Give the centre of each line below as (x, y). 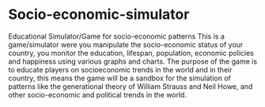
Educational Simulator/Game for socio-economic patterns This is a (117, 36)
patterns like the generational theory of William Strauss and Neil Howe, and (131, 86)
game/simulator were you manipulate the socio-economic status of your (126, 44)
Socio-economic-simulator (99, 15)
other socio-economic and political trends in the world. (98, 94)
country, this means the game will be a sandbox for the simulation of (120, 78)
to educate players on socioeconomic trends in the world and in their (120, 69)
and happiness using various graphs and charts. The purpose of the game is (133, 61)
